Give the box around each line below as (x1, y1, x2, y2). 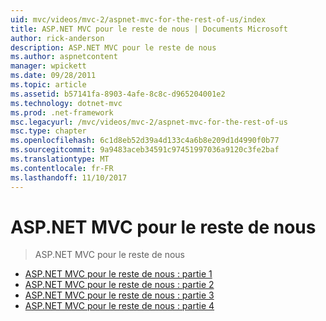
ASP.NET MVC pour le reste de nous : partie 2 (24, 279, 215, 291)
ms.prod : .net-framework (10, 107, 114, 118)
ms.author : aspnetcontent (10, 52, 118, 62)
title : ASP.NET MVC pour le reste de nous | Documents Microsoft (10, 24, 288, 34)
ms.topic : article (10, 80, 87, 90)
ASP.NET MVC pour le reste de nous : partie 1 (24, 268, 213, 280)
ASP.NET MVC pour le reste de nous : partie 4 (24, 300, 215, 312)
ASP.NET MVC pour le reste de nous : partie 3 (24, 289, 215, 301)
